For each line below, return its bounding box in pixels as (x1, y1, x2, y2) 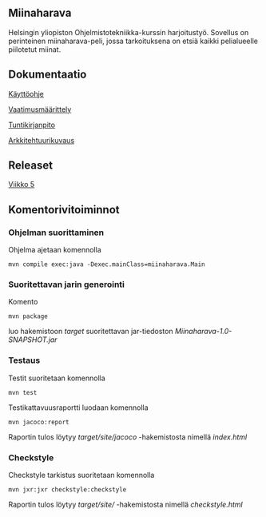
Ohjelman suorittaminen (8, 227, 105, 238)
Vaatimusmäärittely (8, 104, 72, 114)
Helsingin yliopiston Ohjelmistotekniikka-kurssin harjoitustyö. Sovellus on (8, 27, 249, 37)
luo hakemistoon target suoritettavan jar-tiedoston (8, 327, 173, 336)
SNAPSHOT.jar (8, 335, 58, 344)
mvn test (8, 388, 38, 396)
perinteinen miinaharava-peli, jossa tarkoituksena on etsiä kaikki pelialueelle (8, 36, 258, 46)
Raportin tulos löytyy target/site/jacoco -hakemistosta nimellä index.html (8, 431, 248, 442)
